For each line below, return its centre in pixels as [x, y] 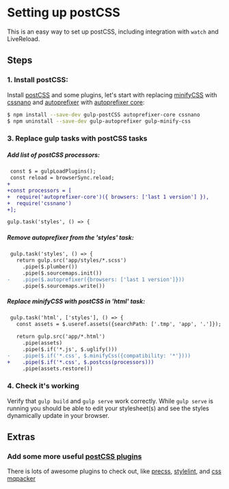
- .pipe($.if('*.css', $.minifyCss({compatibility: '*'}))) [99, 355]
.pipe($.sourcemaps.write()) [64, 286]
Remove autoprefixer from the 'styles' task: [71, 237]
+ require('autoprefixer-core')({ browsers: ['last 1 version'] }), [108, 197]
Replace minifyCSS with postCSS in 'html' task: [76, 301]
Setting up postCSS [64, 13]
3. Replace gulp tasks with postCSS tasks [77, 138]
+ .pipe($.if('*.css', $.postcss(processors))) [81, 362]
